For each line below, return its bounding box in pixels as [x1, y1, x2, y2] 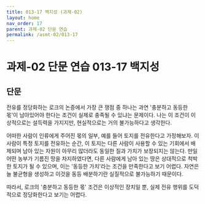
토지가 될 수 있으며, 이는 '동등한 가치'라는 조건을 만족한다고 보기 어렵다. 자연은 [12, 163, 199, 170]
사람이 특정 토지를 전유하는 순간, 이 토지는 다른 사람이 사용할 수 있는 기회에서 [6, 140, 190, 147]
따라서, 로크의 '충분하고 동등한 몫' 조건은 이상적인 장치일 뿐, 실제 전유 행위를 [6, 183, 188, 191]
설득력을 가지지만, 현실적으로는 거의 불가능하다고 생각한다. [33, 119, 172, 126]
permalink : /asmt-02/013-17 [6, 32, 79, 38]
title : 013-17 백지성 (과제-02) [6, 9, 83, 15]
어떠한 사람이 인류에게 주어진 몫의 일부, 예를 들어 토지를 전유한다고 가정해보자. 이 [6, 132, 199, 140]
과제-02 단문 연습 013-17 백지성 [6, 60, 160, 74]
